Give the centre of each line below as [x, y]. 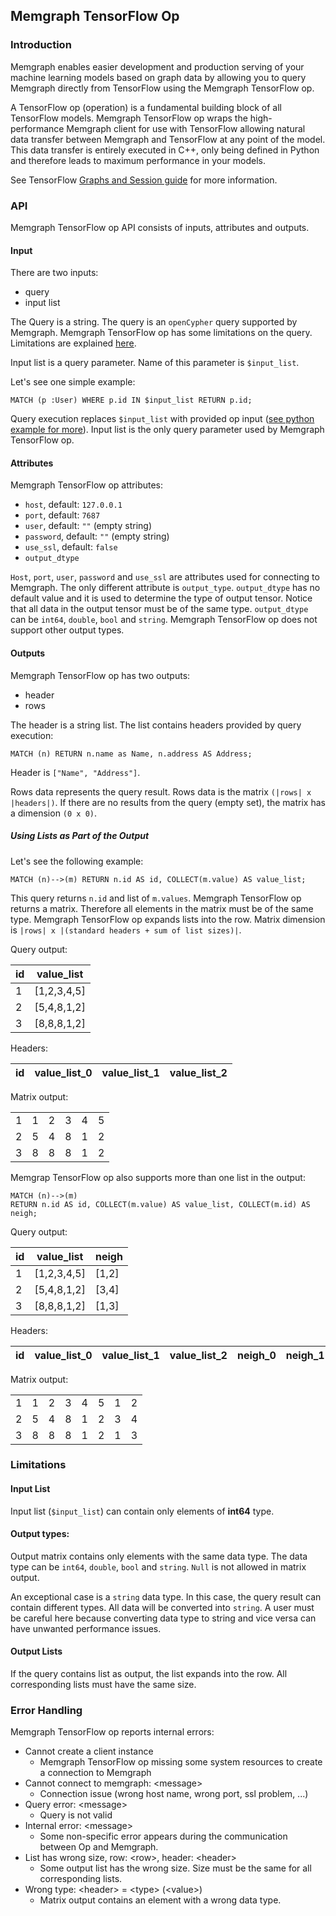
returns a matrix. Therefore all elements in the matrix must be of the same [162, 908]
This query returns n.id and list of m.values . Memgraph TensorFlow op [156, 898]
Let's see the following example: [77, 861]
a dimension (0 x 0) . [54, 813]
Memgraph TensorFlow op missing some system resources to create [181, 1762]
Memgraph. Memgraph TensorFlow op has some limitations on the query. [161, 333]
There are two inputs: [54, 273]
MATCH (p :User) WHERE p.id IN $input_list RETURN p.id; [131, 400]
